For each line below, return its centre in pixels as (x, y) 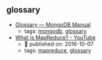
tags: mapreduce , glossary (58, 50)
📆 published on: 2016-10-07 (59, 44)
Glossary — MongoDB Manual (53, 24)
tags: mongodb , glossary (55, 31)
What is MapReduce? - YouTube (55, 37)
